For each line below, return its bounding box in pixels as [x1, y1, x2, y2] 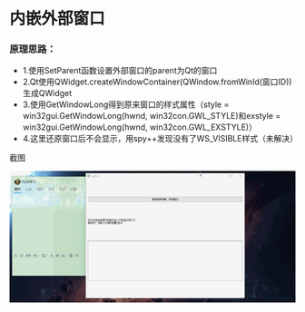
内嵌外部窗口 [9, 8, 106, 29]
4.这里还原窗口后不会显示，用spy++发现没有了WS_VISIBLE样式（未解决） [22, 133, 298, 144]
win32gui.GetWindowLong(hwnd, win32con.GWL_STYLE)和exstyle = [22, 111, 281, 122]
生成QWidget [22, 88, 73, 99]
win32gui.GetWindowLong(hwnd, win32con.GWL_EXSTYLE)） [22, 122, 257, 132]
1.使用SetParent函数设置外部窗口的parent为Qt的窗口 [22, 65, 218, 76]
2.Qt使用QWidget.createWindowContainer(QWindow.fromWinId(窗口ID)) [22, 76, 292, 87]
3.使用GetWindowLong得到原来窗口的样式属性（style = [22, 99, 230, 110]
